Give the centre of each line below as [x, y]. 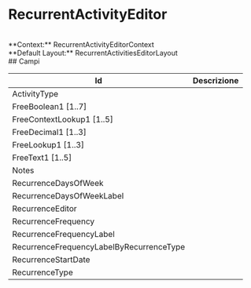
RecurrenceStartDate [51, 259]
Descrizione [216, 80]
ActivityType [35, 93]
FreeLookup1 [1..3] [48, 144]
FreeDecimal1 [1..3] [49, 132]
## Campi [24, 61]
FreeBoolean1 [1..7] [50, 106]
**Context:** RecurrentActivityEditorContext [81, 44]
